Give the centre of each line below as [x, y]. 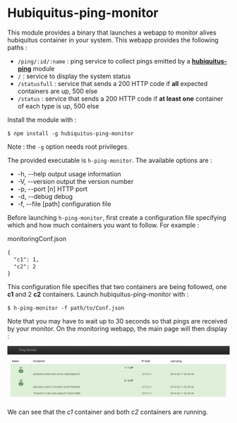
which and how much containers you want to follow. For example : [103, 225]
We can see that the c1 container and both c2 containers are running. [108, 412]
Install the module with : [42, 119]
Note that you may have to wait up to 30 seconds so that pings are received [117, 321]
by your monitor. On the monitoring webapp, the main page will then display [117, 329]
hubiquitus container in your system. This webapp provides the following [113, 39]
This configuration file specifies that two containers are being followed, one [117, 286]
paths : [17, 47]
